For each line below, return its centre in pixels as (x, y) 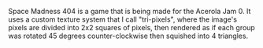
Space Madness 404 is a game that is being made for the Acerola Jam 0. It (130, 11)
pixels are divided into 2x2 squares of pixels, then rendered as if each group (132, 27)
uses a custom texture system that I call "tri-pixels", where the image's (123, 19)
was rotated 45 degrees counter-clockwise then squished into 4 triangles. (128, 36)
